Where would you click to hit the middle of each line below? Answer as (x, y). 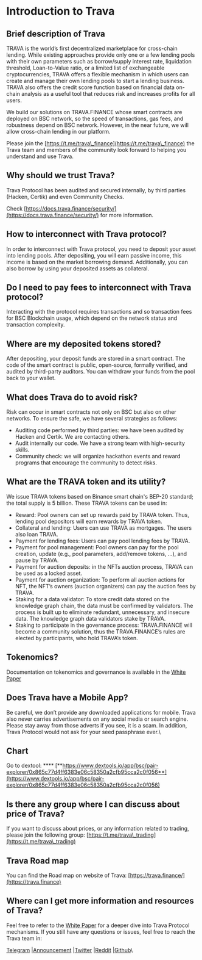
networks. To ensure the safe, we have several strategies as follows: (92, 419)
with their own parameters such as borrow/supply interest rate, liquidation (99, 61)
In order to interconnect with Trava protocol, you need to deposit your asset (101, 249)
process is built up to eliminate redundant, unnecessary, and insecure (102, 612)
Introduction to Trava (61, 11)
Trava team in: (24, 938)
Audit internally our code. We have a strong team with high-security (100, 443)
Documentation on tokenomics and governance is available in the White (96, 672)
